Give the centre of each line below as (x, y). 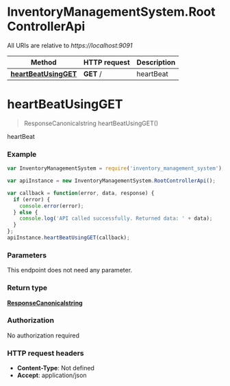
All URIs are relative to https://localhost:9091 (70, 45)
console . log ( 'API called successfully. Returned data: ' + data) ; (116, 219)
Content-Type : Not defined (55, 368)
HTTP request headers (46, 353)
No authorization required (43, 335)
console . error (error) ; (52, 206)
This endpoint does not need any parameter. (69, 270)
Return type (27, 288)
